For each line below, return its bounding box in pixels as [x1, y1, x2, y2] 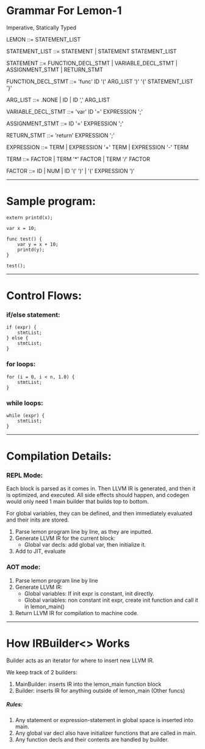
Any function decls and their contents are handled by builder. [15, 736, 169, 743]
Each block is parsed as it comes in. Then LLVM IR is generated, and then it [6, 485, 196, 492]
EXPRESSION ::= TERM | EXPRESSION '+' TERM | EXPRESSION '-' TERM [6, 143, 189, 150]
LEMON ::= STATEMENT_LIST [6, 35, 81, 43]
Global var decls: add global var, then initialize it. [24, 541, 146, 548]
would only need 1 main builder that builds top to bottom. [6, 498, 149, 505]
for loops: [6, 360, 36, 369]
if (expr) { [6, 325, 37, 331]
